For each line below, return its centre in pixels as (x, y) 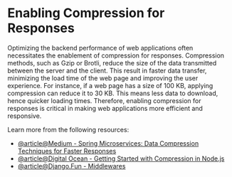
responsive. (25, 116)
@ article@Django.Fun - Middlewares (72, 166)
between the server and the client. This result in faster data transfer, (107, 70)
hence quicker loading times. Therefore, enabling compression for (104, 100)
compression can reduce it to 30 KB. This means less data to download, (113, 93)
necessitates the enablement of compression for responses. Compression (116, 55)
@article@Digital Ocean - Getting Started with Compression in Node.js (121, 159)
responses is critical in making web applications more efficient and (105, 108)
